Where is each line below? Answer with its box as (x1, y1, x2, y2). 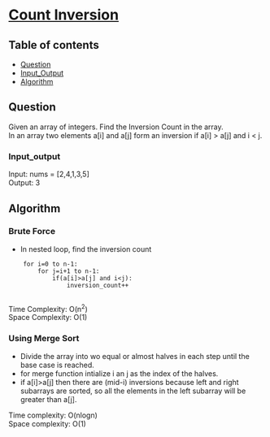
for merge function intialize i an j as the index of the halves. (20, 368, 219, 379)
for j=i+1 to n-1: (37, 266, 100, 275)
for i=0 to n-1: (23, 260, 79, 268)
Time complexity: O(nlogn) (8, 410, 98, 420)
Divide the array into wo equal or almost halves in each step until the (20, 351, 250, 361)
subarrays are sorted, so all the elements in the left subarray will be (20, 386, 246, 396)
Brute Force (8, 226, 55, 237)
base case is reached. (20, 360, 95, 370)
